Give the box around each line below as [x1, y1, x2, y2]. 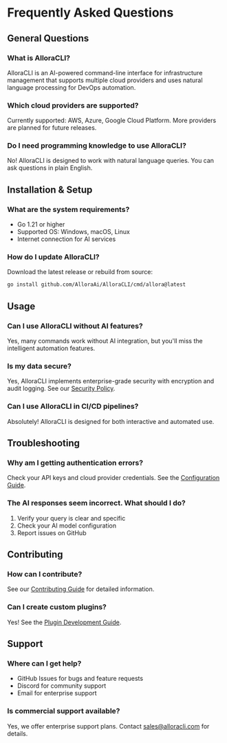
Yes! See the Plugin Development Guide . [7, 618, 122, 626]
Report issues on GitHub [17, 528, 87, 537]
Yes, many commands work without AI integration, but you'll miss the [7, 337, 203, 345]
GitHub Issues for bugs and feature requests [17, 675, 143, 683]
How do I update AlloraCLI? [7, 252, 100, 262]
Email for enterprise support [17, 689, 98, 697]
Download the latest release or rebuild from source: [7, 268, 153, 276]
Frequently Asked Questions [7, 5, 174, 21]
